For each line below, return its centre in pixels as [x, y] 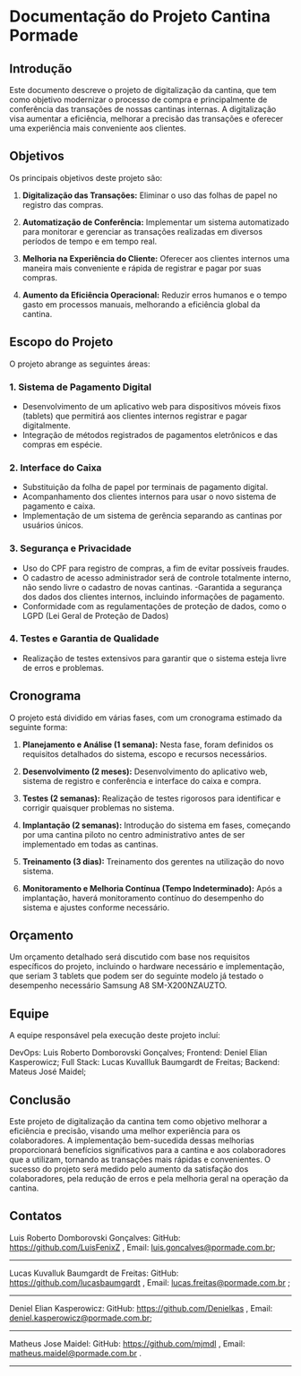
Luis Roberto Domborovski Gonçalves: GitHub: [95, 1237]
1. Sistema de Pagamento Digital [81, 387]
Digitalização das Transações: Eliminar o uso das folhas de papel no [150, 195]
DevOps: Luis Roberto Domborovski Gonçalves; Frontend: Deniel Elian [138, 1053]
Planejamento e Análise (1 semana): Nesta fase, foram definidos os [148, 744]
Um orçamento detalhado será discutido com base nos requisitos [130, 957]
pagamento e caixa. [59, 506]
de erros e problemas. [63, 667]
